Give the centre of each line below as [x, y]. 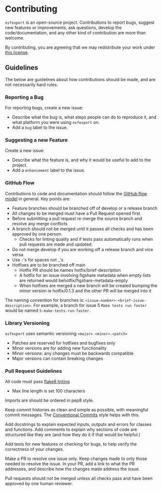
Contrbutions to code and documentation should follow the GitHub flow [76, 193]
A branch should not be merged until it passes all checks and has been [83, 229]
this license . [17, 52]
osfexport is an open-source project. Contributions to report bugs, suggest [80, 22]
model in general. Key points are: [38, 199]
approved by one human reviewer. [39, 484]
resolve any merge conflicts [40, 223]
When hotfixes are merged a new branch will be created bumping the [88, 286]
